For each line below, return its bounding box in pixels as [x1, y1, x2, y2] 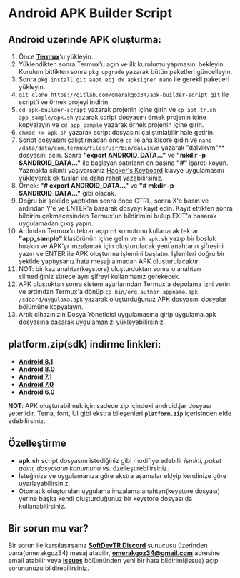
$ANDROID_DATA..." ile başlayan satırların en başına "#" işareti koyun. [18, 158, 229, 167]
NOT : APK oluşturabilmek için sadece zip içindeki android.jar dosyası [8, 401, 211, 410]
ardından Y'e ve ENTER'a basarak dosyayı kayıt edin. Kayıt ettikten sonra [18, 204, 233, 212]
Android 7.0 [18, 380, 54, 388]
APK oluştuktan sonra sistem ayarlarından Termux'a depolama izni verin [18, 280, 231, 288]
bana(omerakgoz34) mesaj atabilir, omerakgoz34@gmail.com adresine [8, 549, 221, 557]
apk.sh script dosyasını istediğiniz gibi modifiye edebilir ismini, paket [18, 456, 222, 465]
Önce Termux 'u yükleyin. [18, 52, 94, 61]
